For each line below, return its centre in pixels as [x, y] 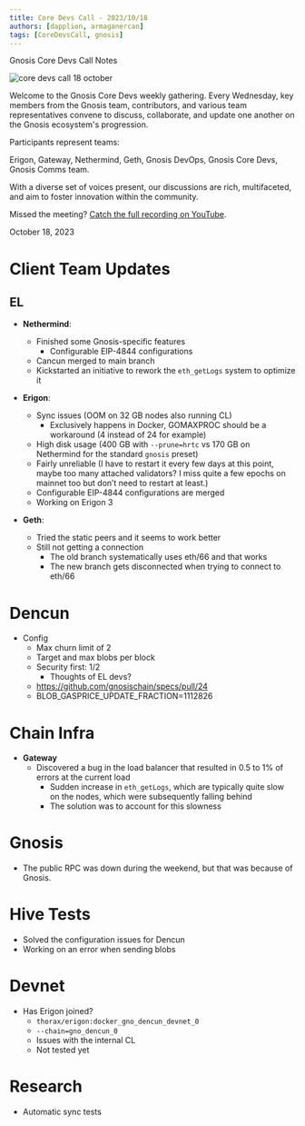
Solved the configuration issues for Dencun [104, 940]
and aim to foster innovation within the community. [104, 197]
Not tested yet [63, 1050]
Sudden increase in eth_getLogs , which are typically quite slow [167, 787]
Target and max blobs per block [96, 658]
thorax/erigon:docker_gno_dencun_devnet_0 [118, 1022]
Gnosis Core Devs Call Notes [64, 61]
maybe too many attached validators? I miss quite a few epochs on [161, 473]
